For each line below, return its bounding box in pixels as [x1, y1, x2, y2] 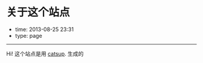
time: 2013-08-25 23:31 [14, 25, 74, 33]
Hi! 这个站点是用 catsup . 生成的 [6, 50, 84, 57]
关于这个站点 [6, 5, 71, 19]
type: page [14, 32, 42, 39]
